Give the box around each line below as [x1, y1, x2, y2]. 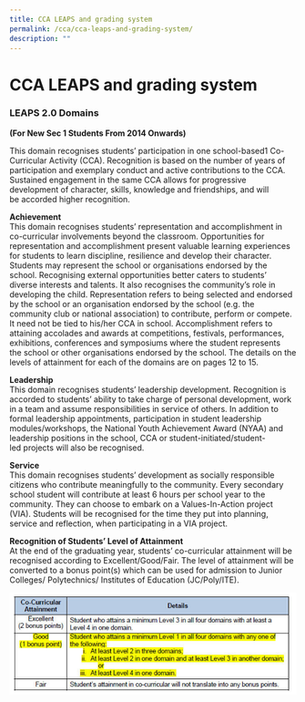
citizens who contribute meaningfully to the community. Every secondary [9, 479, 284, 490]
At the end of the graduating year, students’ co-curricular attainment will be [9, 545, 293, 556]
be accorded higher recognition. [9, 193, 130, 204]
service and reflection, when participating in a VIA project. [9, 518, 229, 529]
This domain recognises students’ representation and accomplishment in [9, 221, 283, 232]
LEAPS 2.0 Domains [9, 107, 99, 119]
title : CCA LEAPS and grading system [9, 15, 153, 24]
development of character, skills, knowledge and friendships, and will [9, 183, 269, 195]
